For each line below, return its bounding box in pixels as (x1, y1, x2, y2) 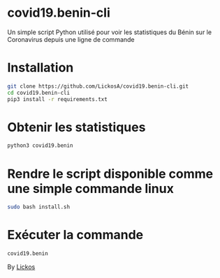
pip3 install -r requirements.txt (7, 95, 108, 102)
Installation (7, 60, 74, 76)
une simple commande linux (7, 180, 175, 196)
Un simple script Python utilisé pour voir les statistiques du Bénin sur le (7, 28, 212, 36)
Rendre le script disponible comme (7, 166, 214, 182)
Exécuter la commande (7, 227, 144, 243)
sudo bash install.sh (7, 203, 71, 210)
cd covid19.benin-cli (7, 89, 71, 96)
